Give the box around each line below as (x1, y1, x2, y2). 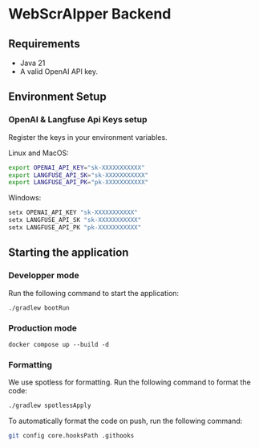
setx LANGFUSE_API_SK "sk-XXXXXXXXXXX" (8, 216, 142, 224)
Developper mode (8, 270, 79, 282)
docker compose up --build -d (8, 340, 110, 348)
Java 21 (19, 58, 46, 68)
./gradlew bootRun (8, 303, 70, 312)
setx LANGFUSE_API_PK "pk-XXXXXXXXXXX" (8, 224, 142, 232)
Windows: (8, 193, 42, 203)
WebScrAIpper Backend (8, 5, 172, 23)
